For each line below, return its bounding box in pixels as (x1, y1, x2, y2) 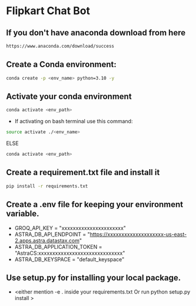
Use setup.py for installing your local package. (6, 272, 181, 282)
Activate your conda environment (6, 91, 132, 101)
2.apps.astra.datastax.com (14, 237, 79, 244)
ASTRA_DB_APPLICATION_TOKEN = (14, 243, 102, 250)
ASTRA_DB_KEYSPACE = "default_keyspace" (14, 255, 125, 263)
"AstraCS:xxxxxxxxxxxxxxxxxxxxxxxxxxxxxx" (14, 249, 125, 256)
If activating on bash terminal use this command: (14, 118, 133, 125)
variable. (6, 209, 39, 219)
